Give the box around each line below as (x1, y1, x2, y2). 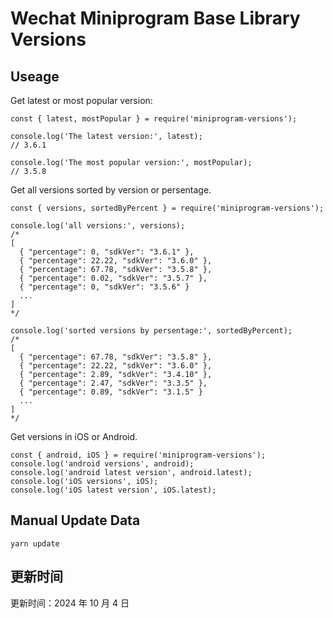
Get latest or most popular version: (10, 95, 153, 106)
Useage (10, 68, 60, 85)
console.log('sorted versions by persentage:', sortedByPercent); (10, 326, 293, 336)
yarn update (10, 538, 60, 549)
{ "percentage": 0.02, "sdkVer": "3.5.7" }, (19, 273, 208, 283)
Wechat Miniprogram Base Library (10, 7, 301, 30)
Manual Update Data (10, 512, 141, 529)
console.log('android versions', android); (10, 459, 195, 469)
